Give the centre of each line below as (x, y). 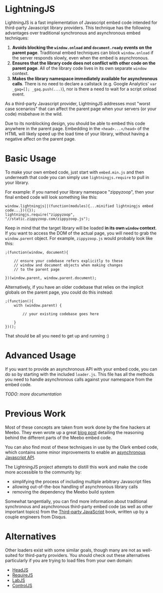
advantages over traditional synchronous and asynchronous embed (73, 33)
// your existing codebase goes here (61, 314)
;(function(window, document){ (37, 252)
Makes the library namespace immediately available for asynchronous (85, 79)
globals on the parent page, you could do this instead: (59, 292)
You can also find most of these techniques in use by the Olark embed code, (82, 447)
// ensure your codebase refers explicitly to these (68, 261)
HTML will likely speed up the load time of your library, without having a (77, 134)
